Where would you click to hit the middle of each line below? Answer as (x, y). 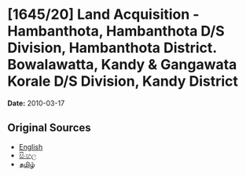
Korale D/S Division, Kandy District (123, 81)
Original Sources (49, 128)
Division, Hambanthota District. (112, 48)
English (31, 146)
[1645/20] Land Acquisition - (103, 15)
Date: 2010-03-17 (36, 103)
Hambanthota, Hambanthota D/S (116, 31)
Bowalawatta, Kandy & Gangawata (122, 65)
